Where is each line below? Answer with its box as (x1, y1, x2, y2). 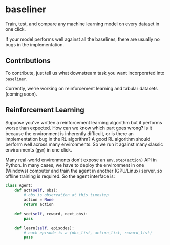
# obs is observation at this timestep (24, 193, 109, 198)
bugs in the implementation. (5, 41, 64, 47)
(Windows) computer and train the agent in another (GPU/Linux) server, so (5, 167, 162, 174)
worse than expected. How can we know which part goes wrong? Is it (5, 125, 152, 131)
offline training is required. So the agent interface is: (5, 173, 115, 179)
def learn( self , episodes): (14, 225, 74, 231)
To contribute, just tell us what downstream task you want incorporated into (5, 70, 165, 76)
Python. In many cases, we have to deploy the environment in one (5, 162, 144, 168)
